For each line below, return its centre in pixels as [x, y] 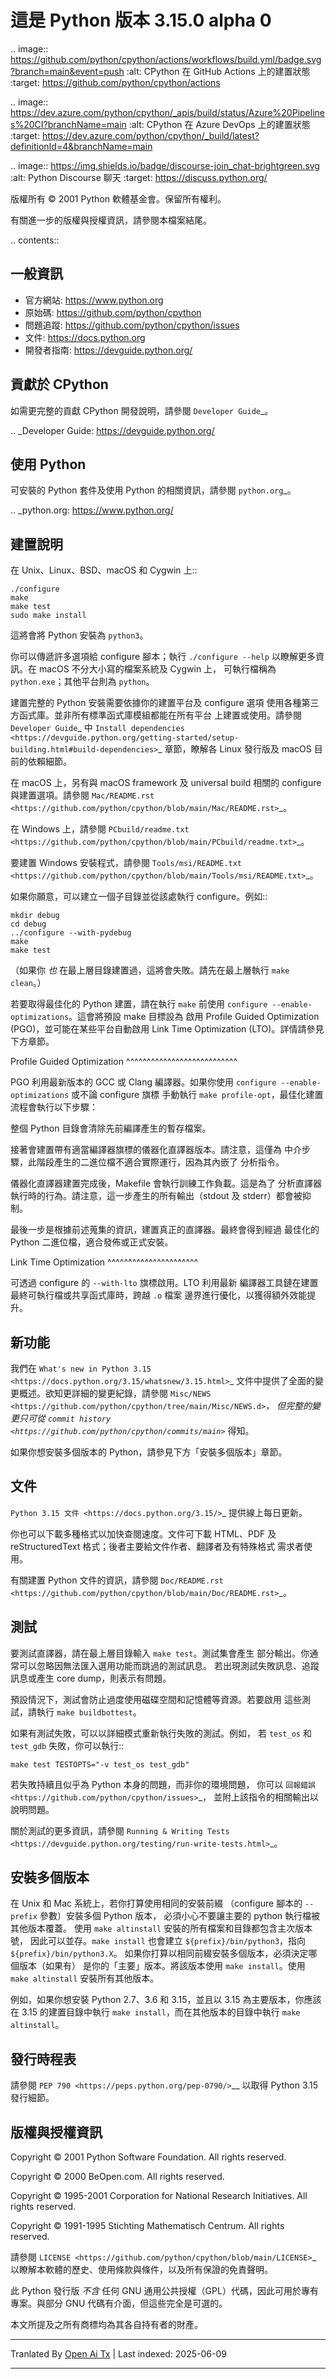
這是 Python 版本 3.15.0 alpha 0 [141, 20]
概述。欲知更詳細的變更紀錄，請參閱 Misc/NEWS [115, 1393]
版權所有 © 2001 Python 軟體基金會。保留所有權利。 [118, 198]
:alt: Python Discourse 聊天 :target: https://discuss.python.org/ [139, 177]
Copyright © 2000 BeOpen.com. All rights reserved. [117, 2177]
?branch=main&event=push [67, 71]
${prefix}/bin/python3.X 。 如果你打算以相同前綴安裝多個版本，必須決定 [159, 1953]
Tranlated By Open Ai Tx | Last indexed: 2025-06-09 [118, 2354]
